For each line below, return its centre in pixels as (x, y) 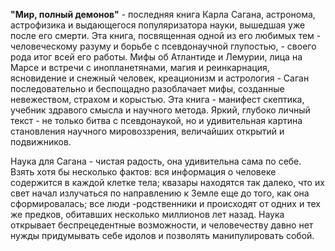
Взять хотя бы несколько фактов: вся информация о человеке (143, 172)
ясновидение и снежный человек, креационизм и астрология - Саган (160, 78)
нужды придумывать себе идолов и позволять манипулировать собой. (162, 235)
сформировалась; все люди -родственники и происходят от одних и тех (165, 203)
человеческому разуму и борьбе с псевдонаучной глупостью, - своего (163, 46)
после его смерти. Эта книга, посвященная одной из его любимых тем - (166, 35)
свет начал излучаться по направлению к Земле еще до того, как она (160, 193)
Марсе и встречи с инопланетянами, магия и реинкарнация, (140, 67)
